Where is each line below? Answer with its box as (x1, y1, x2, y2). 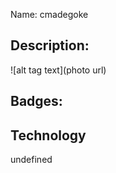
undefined (10, 154, 53, 166)
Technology (10, 127, 87, 144)
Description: (10, 37, 90, 54)
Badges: (10, 93, 63, 110)
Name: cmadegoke (10, 9, 89, 20)
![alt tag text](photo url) (10, 64, 107, 76)
